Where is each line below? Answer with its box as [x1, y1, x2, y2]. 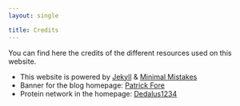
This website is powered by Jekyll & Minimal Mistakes [19, 72, 198, 81]
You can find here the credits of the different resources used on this [8, 48, 232, 57]
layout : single [8, 11, 59, 20]
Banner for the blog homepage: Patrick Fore [19, 80, 166, 90]
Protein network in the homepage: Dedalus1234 [19, 88, 178, 98]
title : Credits [8, 26, 59, 34]
